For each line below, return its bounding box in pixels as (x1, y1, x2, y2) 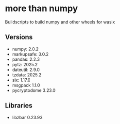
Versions (5, 33, 33, 41)
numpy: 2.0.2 (12, 46, 39, 52)
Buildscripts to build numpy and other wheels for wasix (5, 19, 115, 25)
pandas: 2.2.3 (12, 56, 40, 62)
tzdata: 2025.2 (12, 71, 42, 78)
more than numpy (5, 3, 78, 14)
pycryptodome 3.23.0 (12, 87, 56, 93)
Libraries (5, 102, 33, 110)
